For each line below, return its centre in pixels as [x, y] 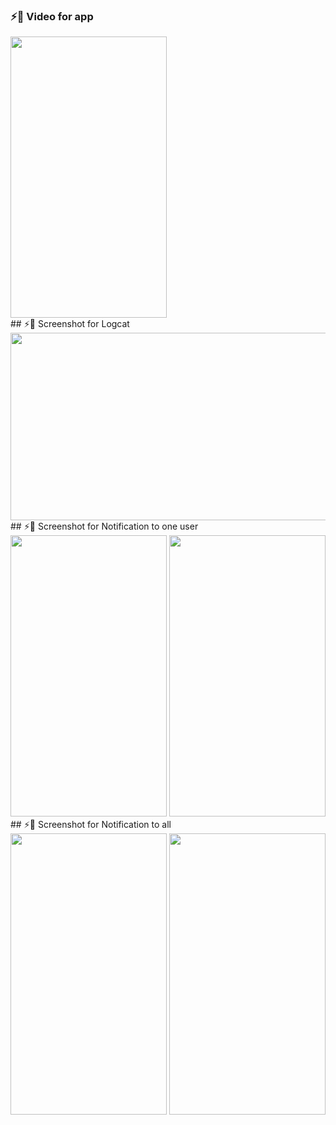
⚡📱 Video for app [52, 16]
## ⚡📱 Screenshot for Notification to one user [104, 526]
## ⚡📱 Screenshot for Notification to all [91, 825]
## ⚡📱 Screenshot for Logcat [70, 324]
